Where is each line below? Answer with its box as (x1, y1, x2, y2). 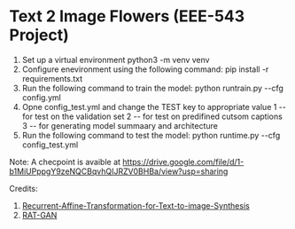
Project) (9, 25, 69, 45)
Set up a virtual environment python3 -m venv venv (21, 54, 210, 65)
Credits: (9, 183, 38, 193)
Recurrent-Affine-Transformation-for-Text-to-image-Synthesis (21, 200, 250, 210)
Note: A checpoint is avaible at (9, 156, 121, 167)
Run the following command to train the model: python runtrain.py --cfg (21, 83, 283, 93)
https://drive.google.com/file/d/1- (122, 156, 245, 167)
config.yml (21, 91, 62, 103)
